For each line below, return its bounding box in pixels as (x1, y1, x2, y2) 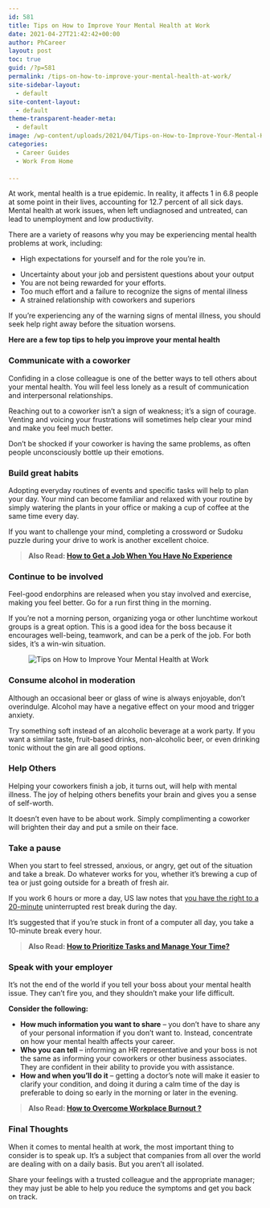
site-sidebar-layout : (8, 80, 81, 88)
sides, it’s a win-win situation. (8, 639, 106, 649)
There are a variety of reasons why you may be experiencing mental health (8, 230, 257, 240)
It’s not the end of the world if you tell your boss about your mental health (8, 980, 252, 989)
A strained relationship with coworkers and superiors (19, 295, 195, 305)
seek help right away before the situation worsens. (8, 319, 176, 329)
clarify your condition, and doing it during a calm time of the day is (19, 1079, 240, 1089)
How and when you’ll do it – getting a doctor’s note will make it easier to (19, 1070, 260, 1081)
